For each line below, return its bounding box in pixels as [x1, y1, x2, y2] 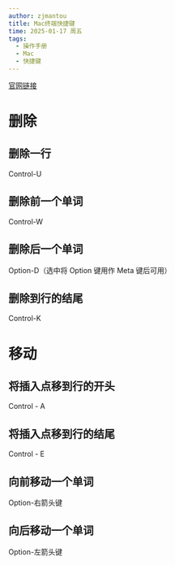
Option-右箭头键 [8, 498, 63, 507]
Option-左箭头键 [8, 546, 63, 557]
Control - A [8, 402, 46, 411]
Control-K [8, 314, 42, 324]
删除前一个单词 [8, 194, 83, 208]
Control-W [8, 216, 43, 226]
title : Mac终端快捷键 [8, 20, 75, 28]
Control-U [8, 168, 42, 179]
